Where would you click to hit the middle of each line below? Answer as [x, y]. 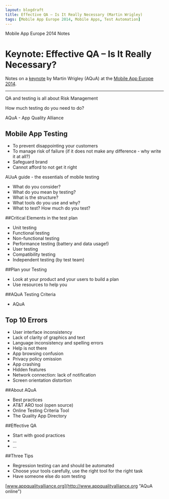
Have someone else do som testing [49, 476]
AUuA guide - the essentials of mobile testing [52, 177]
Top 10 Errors [26, 320]
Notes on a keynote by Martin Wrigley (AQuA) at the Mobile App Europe [79, 79]
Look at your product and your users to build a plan [66, 279]
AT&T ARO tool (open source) [43, 405]
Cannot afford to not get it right [45, 167]
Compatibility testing [34, 254]
